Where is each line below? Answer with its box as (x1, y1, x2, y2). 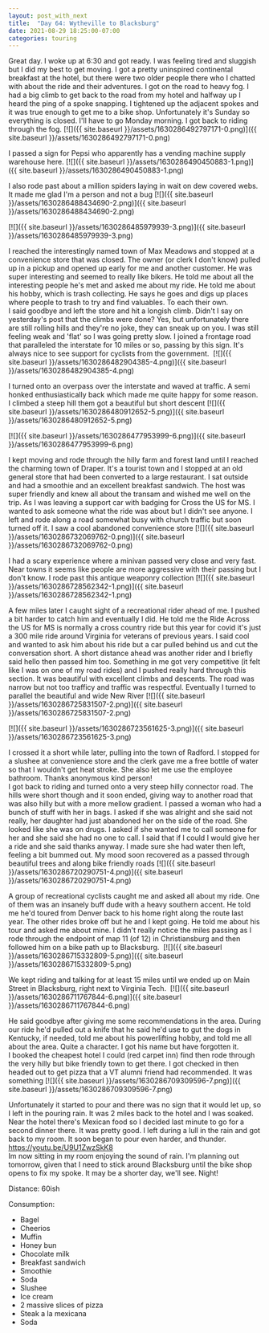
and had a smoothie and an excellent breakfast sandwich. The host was (8, 481, 246, 491)
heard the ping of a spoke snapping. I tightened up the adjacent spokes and (8, 99, 259, 108)
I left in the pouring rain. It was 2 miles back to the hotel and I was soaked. (8, 1109, 255, 1119)
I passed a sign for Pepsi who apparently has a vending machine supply (8, 149, 247, 158)
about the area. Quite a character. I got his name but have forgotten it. (8, 1042, 239, 1052)
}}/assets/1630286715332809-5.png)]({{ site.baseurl (8, 951, 184, 960)
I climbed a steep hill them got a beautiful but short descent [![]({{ (8, 398, 226, 408)
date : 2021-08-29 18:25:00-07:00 (8, 26, 120, 35)
